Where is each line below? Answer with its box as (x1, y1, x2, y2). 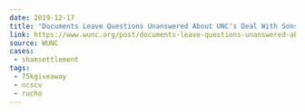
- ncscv (13, 80, 43, 89)
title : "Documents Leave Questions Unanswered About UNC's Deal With (9, 22, 279, 31)
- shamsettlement (13, 55, 79, 64)
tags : (9, 64, 30, 73)
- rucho (13, 89, 43, 98)
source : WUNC (9, 38, 59, 48)
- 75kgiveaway (13, 72, 67, 81)
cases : (9, 47, 34, 56)
